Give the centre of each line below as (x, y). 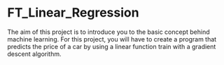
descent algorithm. (34, 54)
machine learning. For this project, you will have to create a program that (112, 39)
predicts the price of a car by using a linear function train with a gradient (112, 46)
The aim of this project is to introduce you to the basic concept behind (108, 32)
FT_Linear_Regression (73, 13)
